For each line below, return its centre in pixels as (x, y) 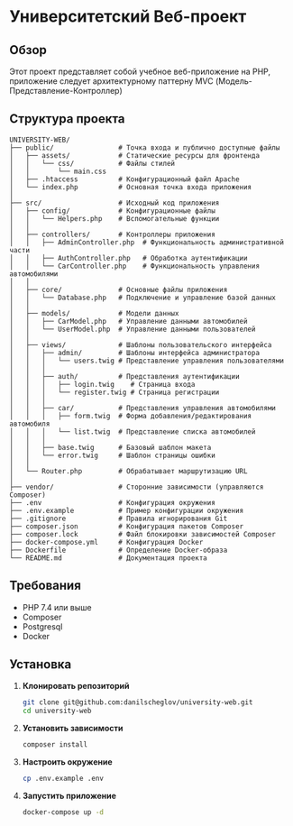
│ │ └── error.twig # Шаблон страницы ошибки (113, 455)
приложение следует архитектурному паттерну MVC (111, 81)
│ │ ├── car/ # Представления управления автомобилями (143, 408)
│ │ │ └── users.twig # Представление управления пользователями (146, 361)
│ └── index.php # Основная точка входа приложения (131, 187)
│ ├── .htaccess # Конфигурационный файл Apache (125, 179)
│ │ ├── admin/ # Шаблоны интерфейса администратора (134, 353)
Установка (41, 665)
